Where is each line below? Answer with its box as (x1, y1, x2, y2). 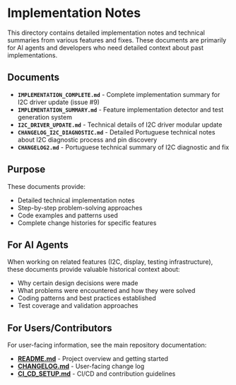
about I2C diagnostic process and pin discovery (17, 135, 158, 144)
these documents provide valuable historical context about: (7, 265, 180, 274)
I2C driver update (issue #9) (17, 98, 100, 106)
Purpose (7, 163, 46, 176)
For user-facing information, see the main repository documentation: (7, 341, 207, 350)
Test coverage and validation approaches (17, 301, 138, 310)
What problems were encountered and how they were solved (17, 287, 196, 295)
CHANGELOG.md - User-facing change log (17, 362, 145, 371)
